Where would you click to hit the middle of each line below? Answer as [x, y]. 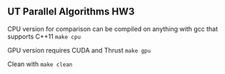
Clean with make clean [40, 64]
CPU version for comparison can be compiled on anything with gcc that [112, 28]
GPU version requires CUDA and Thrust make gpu [79, 50]
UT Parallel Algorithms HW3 [71, 12]
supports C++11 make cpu [44, 36]
